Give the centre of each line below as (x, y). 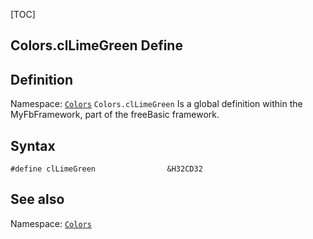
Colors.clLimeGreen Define (96, 45)
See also (37, 199)
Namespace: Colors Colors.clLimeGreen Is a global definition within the (156, 104)
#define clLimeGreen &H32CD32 (106, 169)
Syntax (33, 145)
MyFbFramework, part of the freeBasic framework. (115, 115)
